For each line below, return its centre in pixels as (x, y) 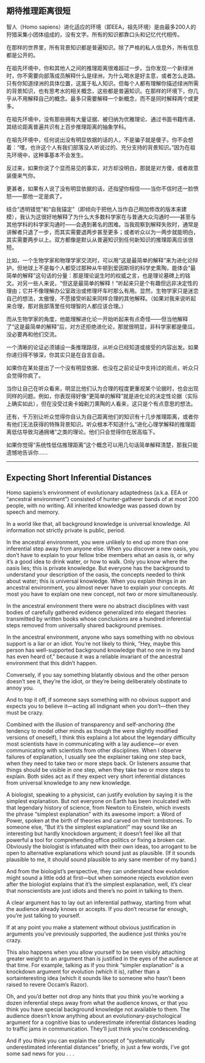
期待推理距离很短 (38, 11)
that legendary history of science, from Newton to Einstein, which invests (98, 807)
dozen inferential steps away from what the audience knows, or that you (97, 1003)
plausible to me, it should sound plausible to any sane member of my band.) (102, 859)
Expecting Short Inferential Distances (79, 478)
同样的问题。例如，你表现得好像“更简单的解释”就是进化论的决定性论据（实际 (102, 396)
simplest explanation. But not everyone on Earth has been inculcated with (99, 801)
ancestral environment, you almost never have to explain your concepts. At (100, 587)
